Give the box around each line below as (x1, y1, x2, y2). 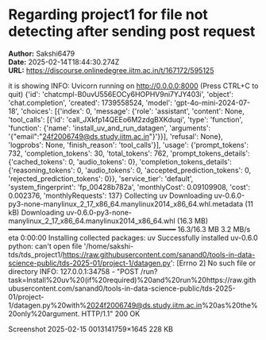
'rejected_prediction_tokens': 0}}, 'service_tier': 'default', (8, 173, 194, 184)
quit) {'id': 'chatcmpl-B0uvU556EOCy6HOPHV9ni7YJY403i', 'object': (8, 89, 234, 99)
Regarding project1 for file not (8, 6, 209, 24)
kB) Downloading (8, 207, 65, 217)
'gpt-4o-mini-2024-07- (174, 98, 251, 107)
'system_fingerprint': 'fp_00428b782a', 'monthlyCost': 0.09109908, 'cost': (8, 182, 250, 191)
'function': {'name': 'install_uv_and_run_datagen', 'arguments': (8, 123, 211, 133)
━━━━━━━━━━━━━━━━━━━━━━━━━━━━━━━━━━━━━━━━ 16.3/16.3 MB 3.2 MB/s (8, 224, 251, 234)
